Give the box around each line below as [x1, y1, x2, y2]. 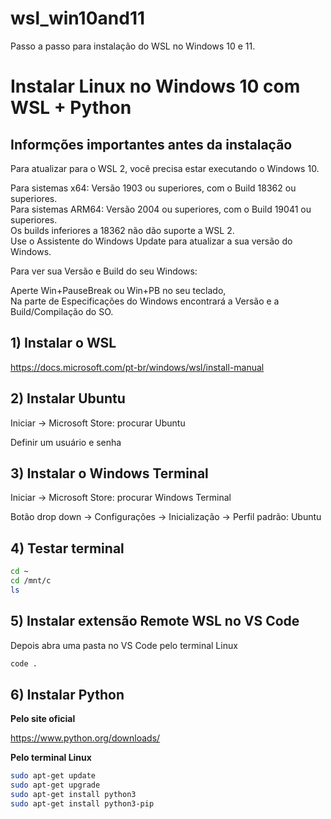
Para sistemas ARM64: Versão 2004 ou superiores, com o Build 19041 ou [10, 203, 312, 215]
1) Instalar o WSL [10, 335, 117, 352]
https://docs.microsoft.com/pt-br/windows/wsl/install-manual [10, 361, 265, 373]
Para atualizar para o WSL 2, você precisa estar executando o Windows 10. [10, 162, 320, 174]
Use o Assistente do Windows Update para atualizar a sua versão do [10, 235, 293, 247]
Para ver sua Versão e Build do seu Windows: [10, 265, 198, 277]
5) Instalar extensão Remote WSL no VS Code [10, 613, 300, 630]
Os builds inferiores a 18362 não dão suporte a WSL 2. [10, 224, 235, 236]
